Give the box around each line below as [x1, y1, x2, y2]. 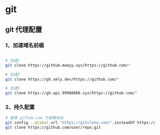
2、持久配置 [5, 103, 35, 111]
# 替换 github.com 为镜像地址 [5, 116, 64, 121]
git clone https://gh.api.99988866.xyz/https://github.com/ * [5, 91, 138, 96]
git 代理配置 [5, 25, 42, 34]
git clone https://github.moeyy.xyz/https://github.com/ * [5, 63, 131, 68]
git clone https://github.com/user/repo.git [5, 125, 101, 130]
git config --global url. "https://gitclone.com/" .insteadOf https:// [5, 120, 156, 125]
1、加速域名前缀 [5, 42, 44, 49]
